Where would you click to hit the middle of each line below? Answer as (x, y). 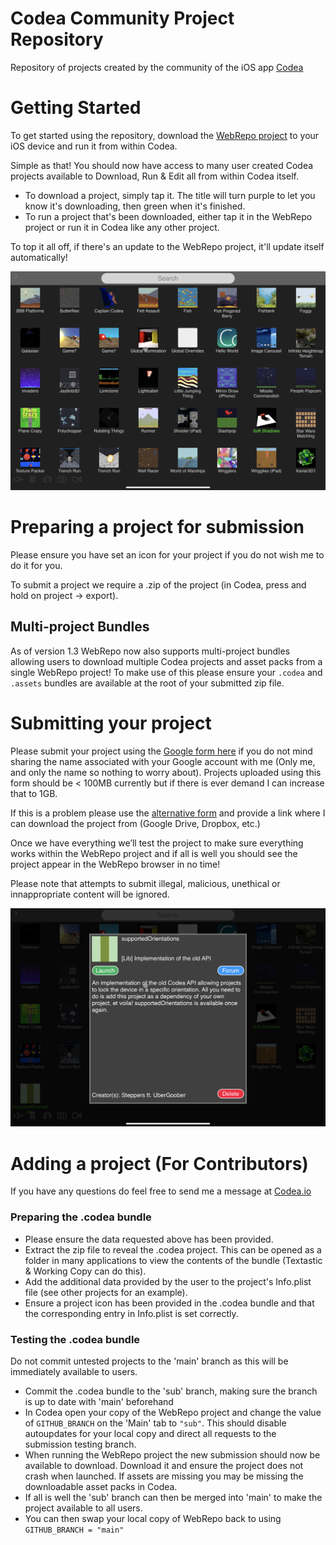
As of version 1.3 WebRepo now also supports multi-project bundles (150, 651)
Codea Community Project (122, 18)
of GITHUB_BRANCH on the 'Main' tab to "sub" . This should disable (155, 1423)
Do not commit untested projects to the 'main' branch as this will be (149, 1361)
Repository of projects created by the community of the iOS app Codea (157, 67)
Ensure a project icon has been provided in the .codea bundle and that (169, 1303)
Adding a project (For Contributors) (159, 1163)
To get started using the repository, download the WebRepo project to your (165, 135)
